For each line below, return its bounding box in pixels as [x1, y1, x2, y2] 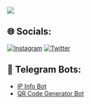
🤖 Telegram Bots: [7, 64, 81, 75]
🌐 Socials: [7, 26, 52, 38]
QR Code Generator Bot [16, 89, 84, 97]
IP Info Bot [16, 82, 47, 90]
